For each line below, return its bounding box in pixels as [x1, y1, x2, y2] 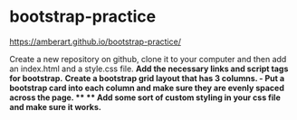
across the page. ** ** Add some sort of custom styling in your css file [9, 92, 281, 103]
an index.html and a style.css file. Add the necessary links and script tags [9, 63, 289, 74]
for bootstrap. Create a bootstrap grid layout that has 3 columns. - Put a [9, 72, 285, 83]
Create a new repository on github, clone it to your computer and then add [9, 53, 287, 64]
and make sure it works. [9, 101, 102, 112]
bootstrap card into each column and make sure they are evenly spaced [9, 82, 285, 93]
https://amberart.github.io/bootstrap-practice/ [9, 36, 181, 47]
